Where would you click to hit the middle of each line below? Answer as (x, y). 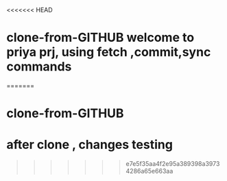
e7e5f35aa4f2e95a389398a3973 (173, 164)
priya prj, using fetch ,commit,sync (109, 52)
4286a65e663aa (150, 171)
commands (39, 67)
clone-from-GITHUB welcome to (100, 38)
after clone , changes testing (89, 145)
